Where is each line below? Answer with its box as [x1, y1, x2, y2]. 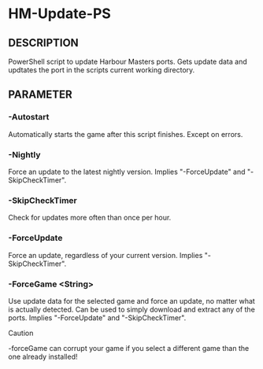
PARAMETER [8, 88, 72, 101]
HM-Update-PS [8, 5, 112, 23]
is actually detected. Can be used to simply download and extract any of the [8, 304, 256, 314]
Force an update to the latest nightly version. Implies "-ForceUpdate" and [8, 167, 246, 176]
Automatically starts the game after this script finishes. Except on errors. [8, 129, 243, 138]
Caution [8, 328, 34, 338]
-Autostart [8, 112, 50, 123]
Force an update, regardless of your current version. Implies [8, 250, 203, 260]
